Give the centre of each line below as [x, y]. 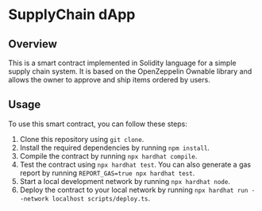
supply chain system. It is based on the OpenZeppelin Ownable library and [130, 71]
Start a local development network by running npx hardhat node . [125, 181]
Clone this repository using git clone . [82, 139]
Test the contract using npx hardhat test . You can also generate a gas [135, 164]
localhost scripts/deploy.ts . [101, 198]
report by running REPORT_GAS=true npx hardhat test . [107, 173]
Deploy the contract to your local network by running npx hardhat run [134, 190]
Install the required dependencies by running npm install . [115, 148]
